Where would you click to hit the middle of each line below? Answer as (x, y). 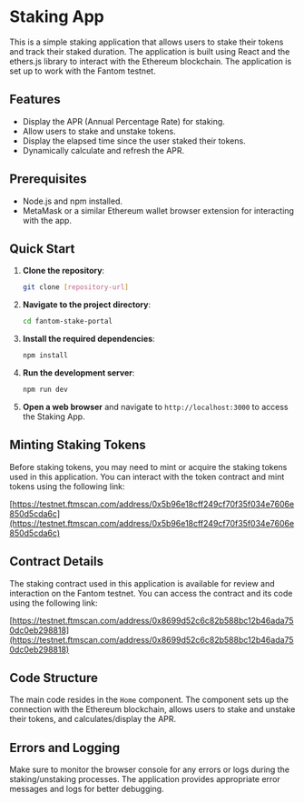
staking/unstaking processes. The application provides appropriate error (145, 779)
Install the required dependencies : (89, 339)
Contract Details (57, 562)
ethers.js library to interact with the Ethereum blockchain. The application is (151, 61)
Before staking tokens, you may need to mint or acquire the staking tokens (148, 467)
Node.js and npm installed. (73, 201)
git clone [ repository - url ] (75, 287)
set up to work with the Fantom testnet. (83, 71)
